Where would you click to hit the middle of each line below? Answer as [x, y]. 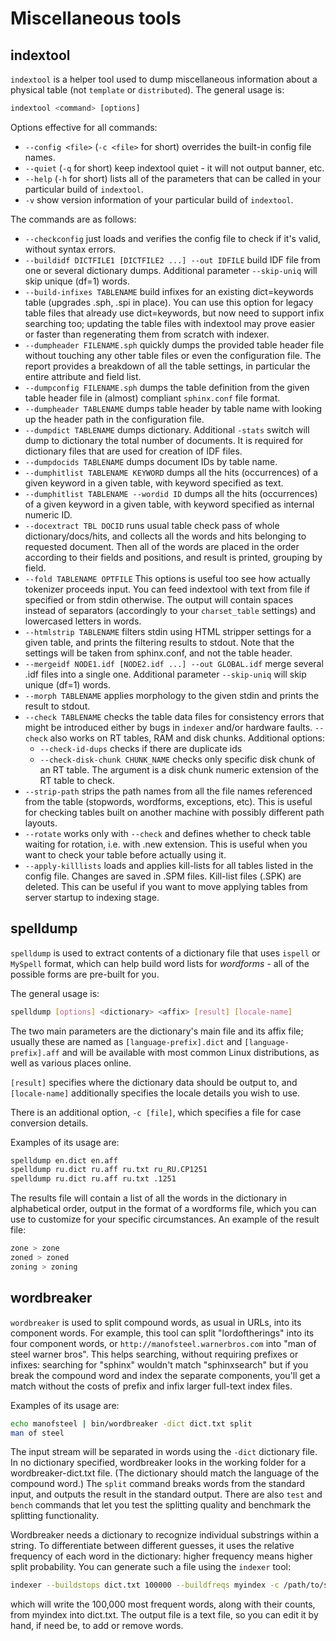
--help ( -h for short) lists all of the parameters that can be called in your [173, 178]
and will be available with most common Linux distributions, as [190, 1052]
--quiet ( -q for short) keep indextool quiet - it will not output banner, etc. [174, 168]
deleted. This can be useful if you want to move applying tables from [166, 886]
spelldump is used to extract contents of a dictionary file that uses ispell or [165, 953]
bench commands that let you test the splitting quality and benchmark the [161, 1505]
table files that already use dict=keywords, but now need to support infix [174, 313]
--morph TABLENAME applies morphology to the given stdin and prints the [172, 695]
